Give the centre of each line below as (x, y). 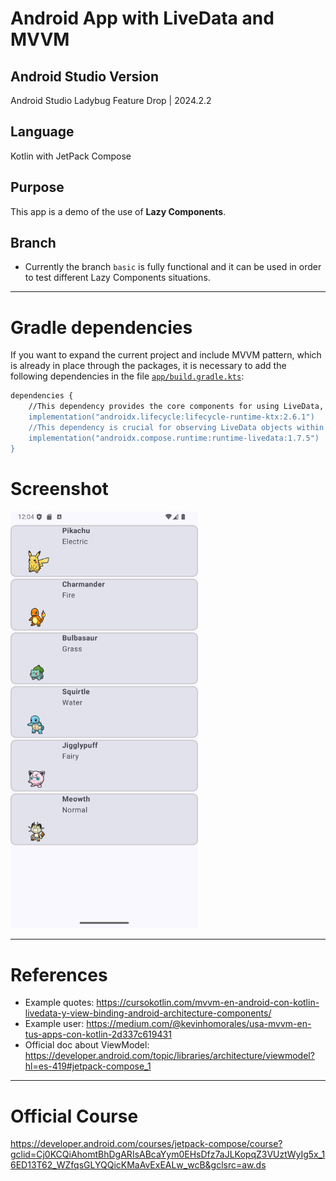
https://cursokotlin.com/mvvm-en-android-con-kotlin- (208, 1003)
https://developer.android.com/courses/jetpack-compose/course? (146, 1144)
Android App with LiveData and (142, 18)
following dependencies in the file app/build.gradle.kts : (127, 376)
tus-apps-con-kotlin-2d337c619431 (98, 1034)
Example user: (54, 1024)
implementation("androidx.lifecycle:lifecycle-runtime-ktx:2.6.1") (171, 417)
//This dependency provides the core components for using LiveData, (176, 407)
